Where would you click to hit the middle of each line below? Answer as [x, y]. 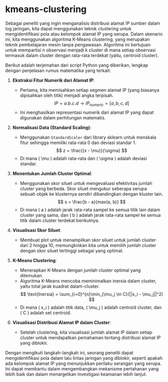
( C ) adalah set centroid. [46, 312]
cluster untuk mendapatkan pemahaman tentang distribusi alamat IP [90, 337]
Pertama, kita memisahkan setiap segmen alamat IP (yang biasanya [90, 90]
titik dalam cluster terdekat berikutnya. [60, 220]
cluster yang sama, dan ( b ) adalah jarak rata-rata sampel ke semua [90, 215]
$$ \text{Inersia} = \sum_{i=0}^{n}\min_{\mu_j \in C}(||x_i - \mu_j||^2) [92, 294]
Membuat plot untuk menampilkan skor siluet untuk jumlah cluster [88, 240]
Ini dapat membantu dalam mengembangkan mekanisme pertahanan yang [82, 368]
